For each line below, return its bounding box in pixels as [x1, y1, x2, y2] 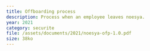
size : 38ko [6, 36, 33, 42]
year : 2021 [6, 19, 33, 25]
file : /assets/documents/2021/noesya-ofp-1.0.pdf [6, 30, 132, 36]
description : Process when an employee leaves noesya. [6, 14, 145, 20]
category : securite [6, 25, 55, 31]
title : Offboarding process [6, 8, 76, 15]
